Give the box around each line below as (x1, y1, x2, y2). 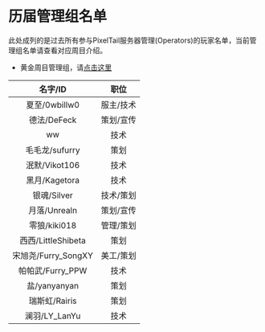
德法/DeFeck (28, 114, 77, 125)
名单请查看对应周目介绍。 (22, 45, 107, 55)
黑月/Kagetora (26, 174, 80, 186)
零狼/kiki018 (29, 219, 77, 231)
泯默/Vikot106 (25, 159, 80, 170)
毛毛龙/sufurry (25, 144, 80, 155)
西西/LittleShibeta (19, 235, 86, 246)
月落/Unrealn (27, 204, 78, 215)
